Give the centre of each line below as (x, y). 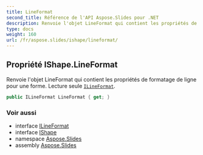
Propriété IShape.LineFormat (62, 65)
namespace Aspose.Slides (48, 139)
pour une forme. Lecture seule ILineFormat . (61, 86)
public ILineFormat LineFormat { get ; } (58, 97)
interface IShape (36, 132)
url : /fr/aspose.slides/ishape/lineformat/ (62, 40)
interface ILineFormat (42, 126)
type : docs (20, 29)
